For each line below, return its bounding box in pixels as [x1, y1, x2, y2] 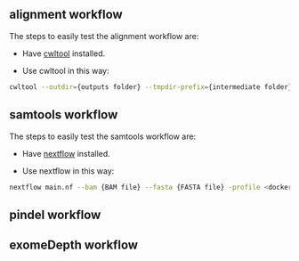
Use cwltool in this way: [21, 65, 109, 76]
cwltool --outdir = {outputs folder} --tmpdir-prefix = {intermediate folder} [9, 82, 293, 92]
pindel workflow [9, 207, 101, 222]
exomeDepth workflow [9, 238, 139, 253]
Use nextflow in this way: [21, 165, 115, 176]
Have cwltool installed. [21, 48, 106, 59]
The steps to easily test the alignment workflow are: [9, 30, 199, 41]
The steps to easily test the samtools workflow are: [9, 131, 197, 142]
